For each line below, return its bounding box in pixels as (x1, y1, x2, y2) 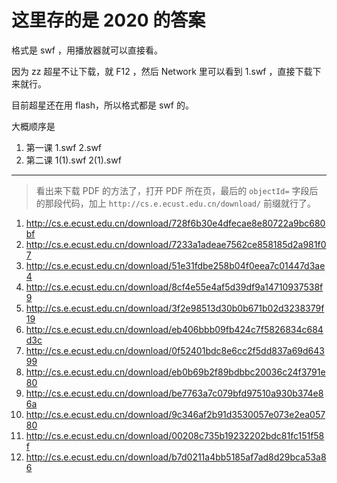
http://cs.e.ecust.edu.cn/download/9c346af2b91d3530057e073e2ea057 (25, 408, 326, 420)
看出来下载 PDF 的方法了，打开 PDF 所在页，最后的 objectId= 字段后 (35, 184, 319, 196)
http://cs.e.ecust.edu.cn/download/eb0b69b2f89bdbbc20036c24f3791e (25, 366, 326, 378)
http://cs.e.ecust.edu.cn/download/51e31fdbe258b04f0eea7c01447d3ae (25, 259, 326, 271)
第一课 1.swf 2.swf (25, 141, 103, 153)
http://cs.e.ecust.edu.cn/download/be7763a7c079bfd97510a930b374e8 (25, 387, 324, 399)
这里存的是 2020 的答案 (11, 9, 206, 32)
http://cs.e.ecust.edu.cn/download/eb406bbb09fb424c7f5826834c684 (25, 323, 324, 335)
